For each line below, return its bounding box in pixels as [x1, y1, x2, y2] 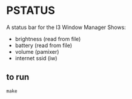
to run [6, 72, 30, 82]
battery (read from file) [15, 42, 73, 49]
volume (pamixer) [15, 48, 59, 55]
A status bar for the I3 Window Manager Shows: [6, 24, 126, 31]
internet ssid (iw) [15, 54, 58, 62]
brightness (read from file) [15, 35, 81, 42]
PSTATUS [6, 4, 56, 18]
